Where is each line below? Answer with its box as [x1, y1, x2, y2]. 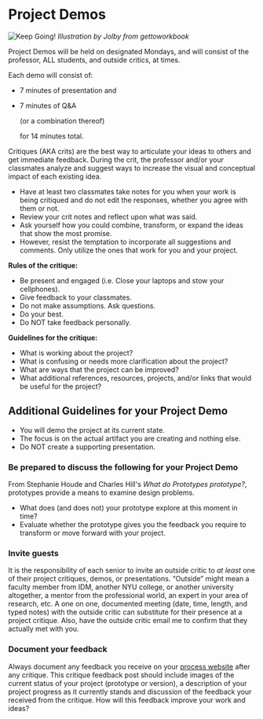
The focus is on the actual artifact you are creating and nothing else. [19, 433, 241, 443]
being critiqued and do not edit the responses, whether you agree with [19, 195, 248, 205]
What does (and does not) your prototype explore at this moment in [19, 503, 238, 513]
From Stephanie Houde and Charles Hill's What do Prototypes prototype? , [8, 480, 247, 489]
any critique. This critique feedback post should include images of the [8, 670, 235, 680]
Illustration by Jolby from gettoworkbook [57, 31, 190, 41]
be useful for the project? [19, 382, 102, 391]
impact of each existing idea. [8, 171, 102, 181]
